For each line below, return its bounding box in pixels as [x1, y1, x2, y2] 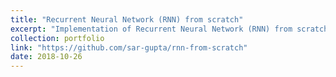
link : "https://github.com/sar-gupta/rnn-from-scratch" [10, 42, 248, 53]
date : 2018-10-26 [10, 52, 83, 62]
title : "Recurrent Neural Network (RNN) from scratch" [10, 14, 244, 25]
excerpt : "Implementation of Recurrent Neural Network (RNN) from [10, 24, 293, 34]
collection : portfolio [10, 33, 105, 43]
